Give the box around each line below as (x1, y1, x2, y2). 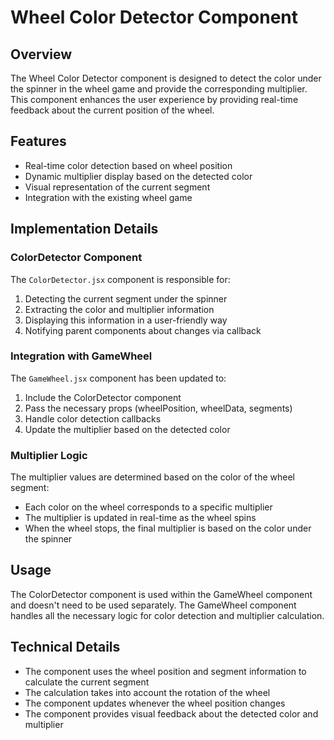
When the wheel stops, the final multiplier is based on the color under (24, 522, 312, 535)
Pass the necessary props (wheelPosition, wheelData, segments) (24, 402, 293, 414)
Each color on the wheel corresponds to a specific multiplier (24, 501, 273, 513)
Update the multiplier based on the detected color (24, 423, 231, 435)
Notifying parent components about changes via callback (24, 324, 262, 336)
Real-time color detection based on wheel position (24, 159, 233, 171)
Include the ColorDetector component (24, 391, 182, 403)
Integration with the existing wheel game (24, 191, 193, 203)
